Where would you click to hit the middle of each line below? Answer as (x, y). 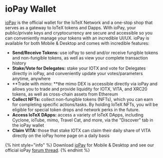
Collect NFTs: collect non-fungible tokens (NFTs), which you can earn (82, 99)
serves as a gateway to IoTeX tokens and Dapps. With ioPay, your (71, 27)
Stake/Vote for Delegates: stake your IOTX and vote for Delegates (79, 68)
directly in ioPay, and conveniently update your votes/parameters (77, 73)
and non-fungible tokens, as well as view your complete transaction (80, 58)
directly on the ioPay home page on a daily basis (61, 136)
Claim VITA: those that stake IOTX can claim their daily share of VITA (81, 130)
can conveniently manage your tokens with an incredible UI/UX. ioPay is (77, 38)
